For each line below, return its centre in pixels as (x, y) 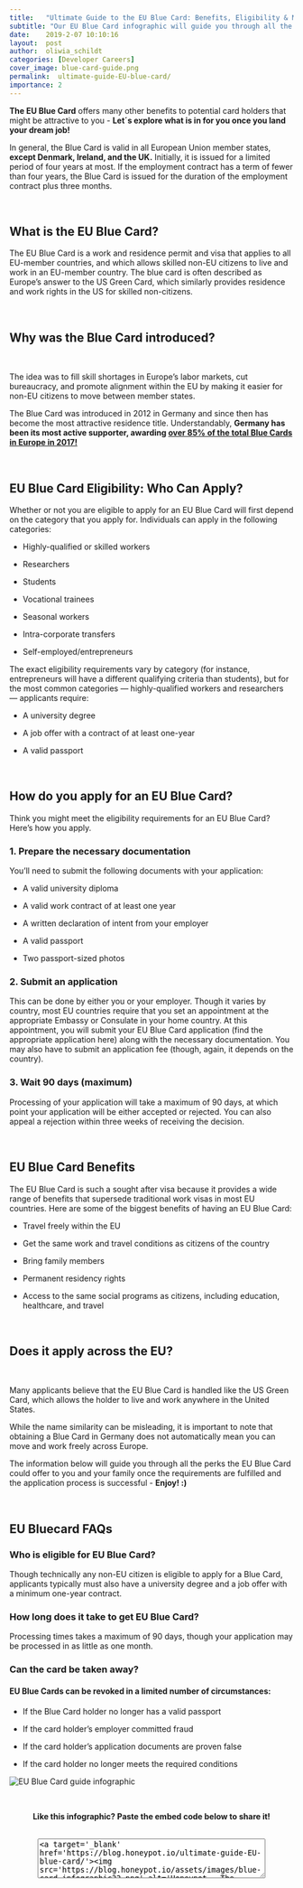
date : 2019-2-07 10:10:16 (64, 34)
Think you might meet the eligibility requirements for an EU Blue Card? (140, 818)
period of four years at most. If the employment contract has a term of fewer (151, 166)
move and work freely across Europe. (79, 1446)
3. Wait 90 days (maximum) (71, 1082)
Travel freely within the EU (71, 1226)
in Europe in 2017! (44, 443)
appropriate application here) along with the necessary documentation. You (150, 1040)
